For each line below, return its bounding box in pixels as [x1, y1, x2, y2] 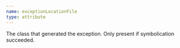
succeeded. [6, 36, 35, 43]
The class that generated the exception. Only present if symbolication [6, 30, 175, 37]
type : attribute [6, 14, 46, 20]
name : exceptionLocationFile [6, 8, 77, 15]
